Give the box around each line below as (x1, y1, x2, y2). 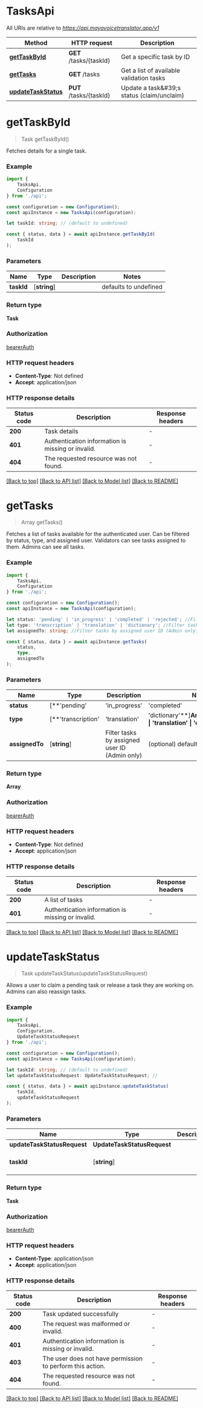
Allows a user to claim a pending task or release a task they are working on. (6, 981, 195, 989)
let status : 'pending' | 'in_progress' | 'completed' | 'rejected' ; (6, 616, 182, 623)
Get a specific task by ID (120, 53, 190, 61)
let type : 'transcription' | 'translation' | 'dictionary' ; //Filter (6, 622, 185, 628)
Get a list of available (120, 66, 180, 74)
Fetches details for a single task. (6, 147, 87, 154)
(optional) (148, 740, 176, 748)
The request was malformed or (42, 1320, 130, 1328)
